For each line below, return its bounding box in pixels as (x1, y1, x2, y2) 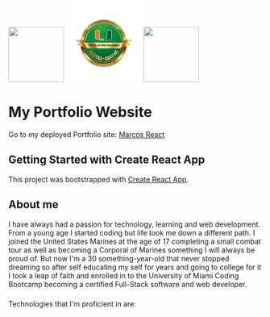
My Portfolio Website (8, 103, 152, 122)
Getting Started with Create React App (8, 153, 206, 167)
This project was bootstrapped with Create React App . (8, 174, 189, 184)
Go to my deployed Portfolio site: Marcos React (8, 129, 165, 139)
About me (8, 198, 59, 211)
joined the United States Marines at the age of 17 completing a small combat (8, 236, 262, 246)
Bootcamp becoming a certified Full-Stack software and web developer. (8, 279, 247, 289)
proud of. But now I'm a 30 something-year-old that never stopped (8, 253, 230, 263)
